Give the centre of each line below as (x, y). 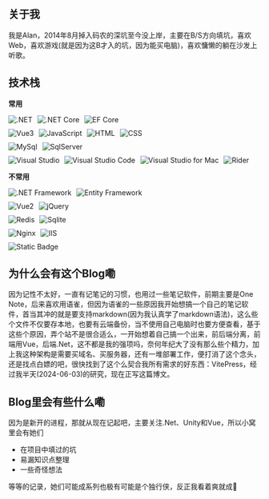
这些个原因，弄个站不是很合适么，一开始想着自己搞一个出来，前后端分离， (131, 334)
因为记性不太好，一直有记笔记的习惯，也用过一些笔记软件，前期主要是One (131, 294)
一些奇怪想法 (41, 469)
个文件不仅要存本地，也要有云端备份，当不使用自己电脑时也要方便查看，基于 (134, 324)
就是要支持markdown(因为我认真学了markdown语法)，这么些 (158, 314)
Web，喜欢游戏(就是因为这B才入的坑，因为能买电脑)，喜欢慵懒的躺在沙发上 (133, 45)
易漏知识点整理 (44, 460)
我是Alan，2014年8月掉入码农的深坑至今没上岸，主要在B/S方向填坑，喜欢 (130, 35)
